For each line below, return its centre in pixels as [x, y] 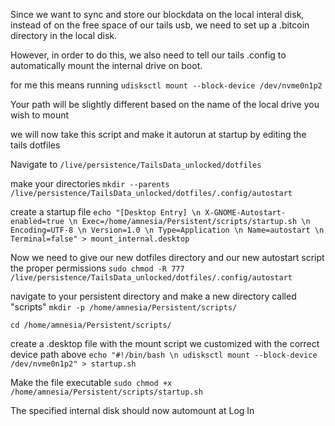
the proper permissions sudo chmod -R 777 [97, 268]
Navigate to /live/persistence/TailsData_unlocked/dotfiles [136, 164]
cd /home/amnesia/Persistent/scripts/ [91, 325]
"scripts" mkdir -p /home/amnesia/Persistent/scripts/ [124, 307]
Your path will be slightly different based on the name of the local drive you [165, 104]
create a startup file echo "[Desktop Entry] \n [106, 212]
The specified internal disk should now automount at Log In [132, 410]
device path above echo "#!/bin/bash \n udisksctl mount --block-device [164, 354]
